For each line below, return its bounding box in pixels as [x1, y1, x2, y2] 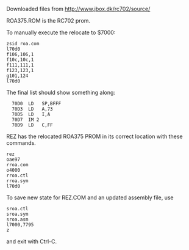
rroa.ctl [6, 172, 29, 178]
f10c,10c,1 [6, 57, 34, 63]
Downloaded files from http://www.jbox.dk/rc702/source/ [6, 6, 151, 12]
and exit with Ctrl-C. [6, 238, 57, 245]
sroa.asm [6, 216, 29, 222]
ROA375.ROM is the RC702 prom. [6, 17, 90, 24]
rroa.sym [6, 178, 29, 184]
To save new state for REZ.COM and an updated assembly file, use [6, 194, 174, 201]
